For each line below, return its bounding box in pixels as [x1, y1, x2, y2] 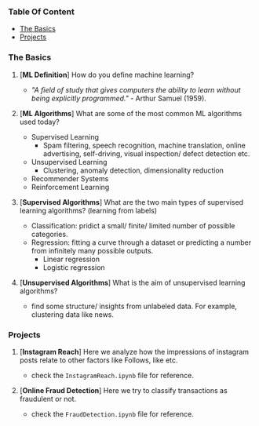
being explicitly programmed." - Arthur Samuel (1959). [31, 93, 206, 103]
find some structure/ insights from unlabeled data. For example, [31, 301, 238, 311]
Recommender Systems [31, 173, 109, 183]
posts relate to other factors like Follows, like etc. [19, 355, 178, 365]
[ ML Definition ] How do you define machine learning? [19, 70, 195, 79]
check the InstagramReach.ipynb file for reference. [31, 370, 194, 380]
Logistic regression [42, 262, 105, 272]
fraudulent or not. [19, 394, 77, 403]
